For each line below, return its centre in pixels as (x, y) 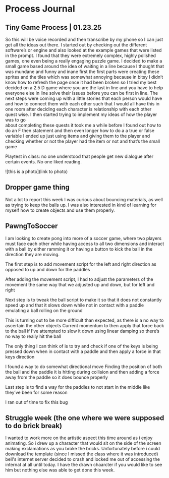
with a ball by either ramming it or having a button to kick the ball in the (79, 249)
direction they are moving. (32, 254)
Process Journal (40, 9)
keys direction (20, 356)
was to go (16, 120)
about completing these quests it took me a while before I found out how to (83, 125)
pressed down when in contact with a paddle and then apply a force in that (83, 351)
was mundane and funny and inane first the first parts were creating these (82, 72)
